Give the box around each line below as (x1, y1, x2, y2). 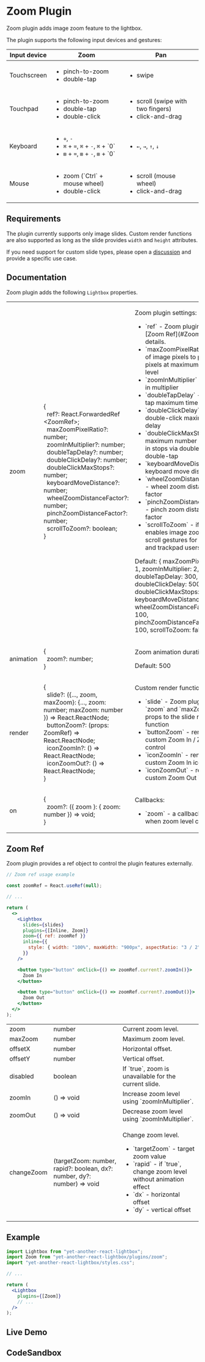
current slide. (122, 1080, 160, 1088)
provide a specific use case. (6, 254, 77, 262)
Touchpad (9, 104, 38, 113)
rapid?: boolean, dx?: (53, 1164, 113, 1172)
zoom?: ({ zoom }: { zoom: (46, 802, 121, 811)
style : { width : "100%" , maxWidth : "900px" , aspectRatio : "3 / (28, 944, 192, 951)
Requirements (6, 213, 61, 224)
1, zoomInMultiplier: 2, (134, 564, 200, 573)
